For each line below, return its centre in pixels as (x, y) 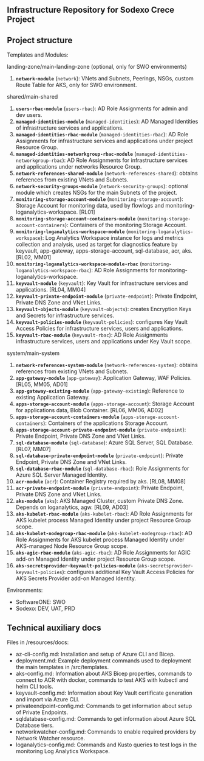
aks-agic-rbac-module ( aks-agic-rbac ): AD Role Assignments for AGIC (103, 553)
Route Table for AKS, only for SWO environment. (76, 85)
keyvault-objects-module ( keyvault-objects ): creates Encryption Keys (104, 309)
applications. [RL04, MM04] (51, 290)
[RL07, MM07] (33, 449)
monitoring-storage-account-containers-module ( (77, 219)
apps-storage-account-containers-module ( (69, 417)
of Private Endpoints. (42, 712)
